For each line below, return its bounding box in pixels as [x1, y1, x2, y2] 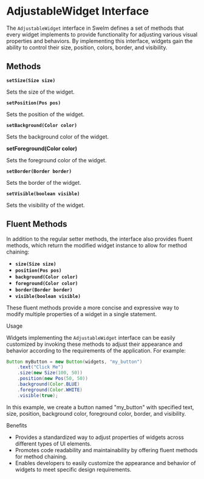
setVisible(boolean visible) [6, 190, 80, 197]
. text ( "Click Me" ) [17, 364, 64, 370]
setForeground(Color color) [6, 145, 78, 152]
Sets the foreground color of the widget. [6, 156, 107, 164]
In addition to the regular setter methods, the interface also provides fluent [6, 235, 193, 243]
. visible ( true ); [17, 392, 59, 399]
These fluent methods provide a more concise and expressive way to [6, 304, 179, 311]
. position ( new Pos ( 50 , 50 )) [17, 376, 88, 382]
